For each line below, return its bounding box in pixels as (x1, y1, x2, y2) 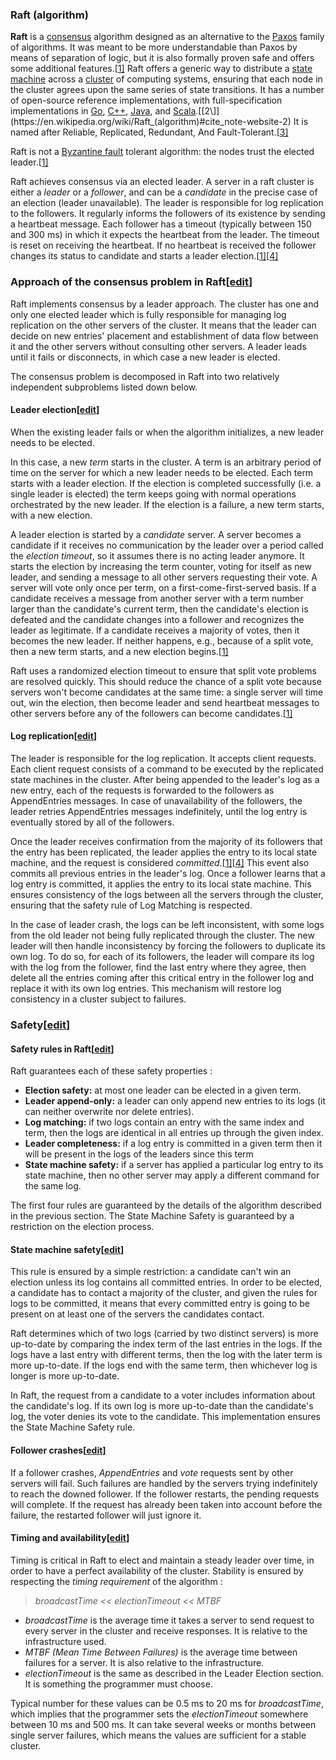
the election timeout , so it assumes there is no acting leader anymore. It (10, 549, 305, 562)
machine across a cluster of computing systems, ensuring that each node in (10, 73, 323, 85)
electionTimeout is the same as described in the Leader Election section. (24, 1667, 324, 1679)
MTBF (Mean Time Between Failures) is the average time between (24, 1646, 298, 1658)
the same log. (24, 1180, 82, 1192)
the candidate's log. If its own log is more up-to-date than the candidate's (10, 1400, 314, 1412)
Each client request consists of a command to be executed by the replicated (10, 763, 324, 775)
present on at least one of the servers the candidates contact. (10, 1308, 265, 1320)
